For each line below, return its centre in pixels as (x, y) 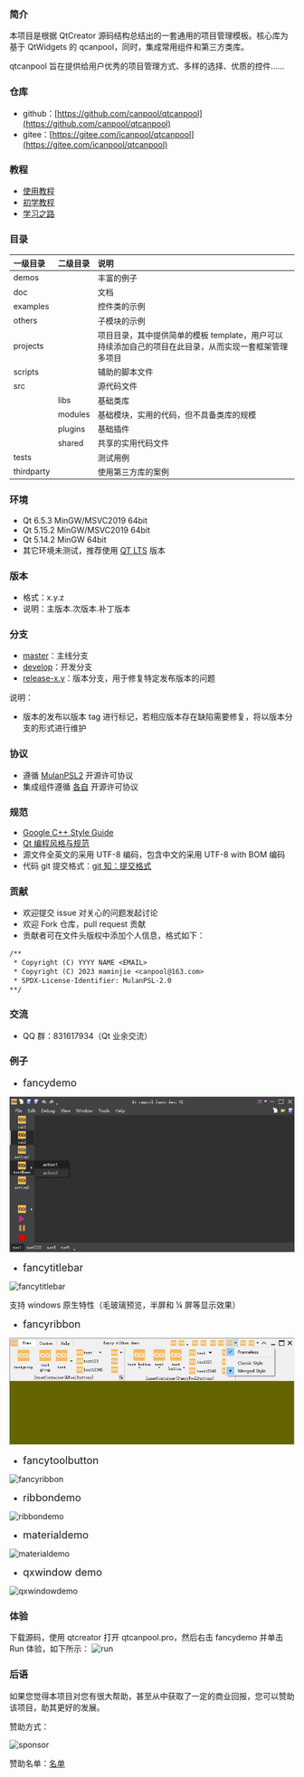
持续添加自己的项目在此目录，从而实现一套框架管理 (193, 346)
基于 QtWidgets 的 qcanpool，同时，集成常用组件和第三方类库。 (129, 47)
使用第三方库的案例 (134, 471)
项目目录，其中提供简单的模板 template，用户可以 (190, 335)
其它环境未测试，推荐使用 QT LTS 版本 (94, 550)
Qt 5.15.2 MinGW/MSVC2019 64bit (86, 530)
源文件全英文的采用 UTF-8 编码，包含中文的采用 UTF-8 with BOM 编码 (154, 854)
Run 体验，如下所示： (50, 1649)
